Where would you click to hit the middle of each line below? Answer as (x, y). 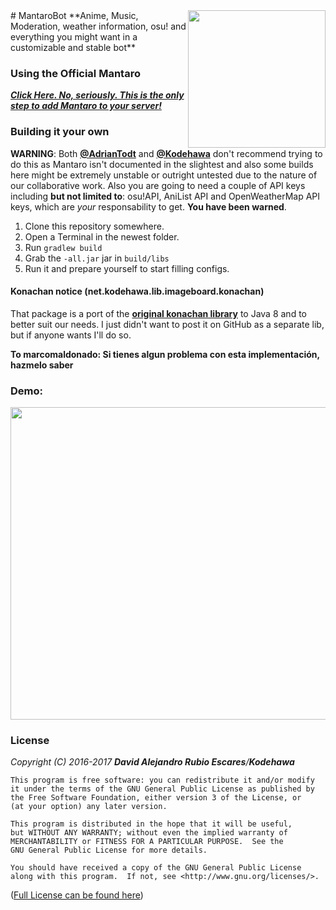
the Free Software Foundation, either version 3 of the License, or (156, 798)
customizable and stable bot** (73, 47)
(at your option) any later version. (89, 807)
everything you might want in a (74, 37)
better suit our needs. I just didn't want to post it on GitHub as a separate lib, (167, 324)
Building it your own (60, 132)
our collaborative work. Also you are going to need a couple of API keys (158, 185)
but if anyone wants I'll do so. (71, 335)
